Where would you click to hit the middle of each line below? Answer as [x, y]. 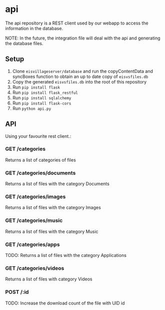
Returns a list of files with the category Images [53, 207]
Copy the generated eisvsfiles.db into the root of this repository [79, 81]
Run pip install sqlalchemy [42, 97]
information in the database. [34, 28]
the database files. [24, 43]
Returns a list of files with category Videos [49, 279]
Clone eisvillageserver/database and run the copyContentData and [83, 71]
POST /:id [17, 292]
